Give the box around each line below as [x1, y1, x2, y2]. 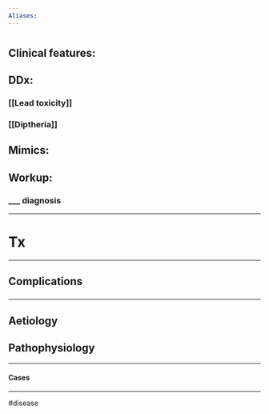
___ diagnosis [8, 195, 62, 206]
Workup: [8, 171, 54, 184]
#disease [8, 398, 38, 408]
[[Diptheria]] [8, 119, 58, 131]
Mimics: [8, 143, 50, 157]
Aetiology [8, 314, 58, 328]
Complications [8, 275, 83, 288]
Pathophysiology [8, 341, 95, 355]
